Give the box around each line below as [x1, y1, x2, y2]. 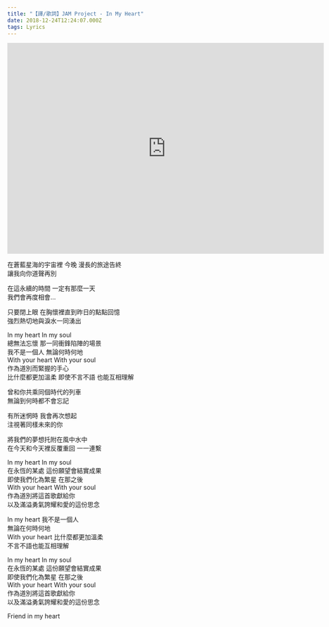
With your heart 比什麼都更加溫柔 [7, 533, 103, 541]
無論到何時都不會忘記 [7, 396, 69, 405]
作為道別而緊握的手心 [7, 364, 69, 373]
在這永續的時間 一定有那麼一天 [7, 284, 96, 292]
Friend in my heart [7, 612, 60, 621]
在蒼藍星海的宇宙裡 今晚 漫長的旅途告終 [7, 261, 122, 269]
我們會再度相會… [7, 293, 56, 302]
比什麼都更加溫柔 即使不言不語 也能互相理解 [7, 373, 134, 382]
